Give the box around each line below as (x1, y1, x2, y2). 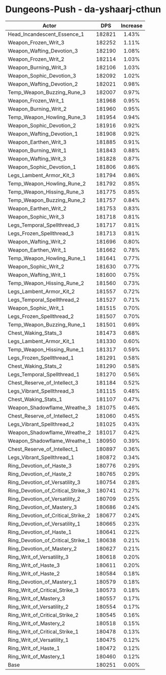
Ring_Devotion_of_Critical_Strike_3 (8, 487, 91, 494)
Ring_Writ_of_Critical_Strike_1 (8, 628, 79, 635)
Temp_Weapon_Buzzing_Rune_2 (8, 197, 86, 204)
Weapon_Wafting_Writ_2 (8, 238, 66, 245)
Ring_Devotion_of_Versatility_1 (8, 520, 80, 527)
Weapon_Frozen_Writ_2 (8, 55, 65, 62)
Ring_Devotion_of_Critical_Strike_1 (8, 537, 91, 544)
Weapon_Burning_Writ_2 (8, 105, 67, 112)
